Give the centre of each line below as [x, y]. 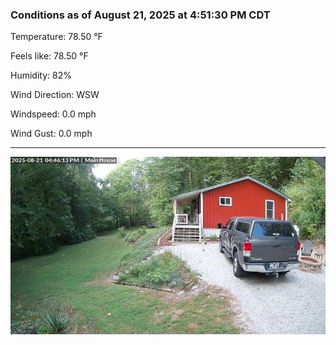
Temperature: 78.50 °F [56, 37]
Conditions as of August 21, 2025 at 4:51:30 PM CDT [140, 15]
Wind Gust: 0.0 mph [51, 134]
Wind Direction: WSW [55, 95]
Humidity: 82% [41, 75]
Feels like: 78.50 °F [49, 56]
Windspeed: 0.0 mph [53, 114]
